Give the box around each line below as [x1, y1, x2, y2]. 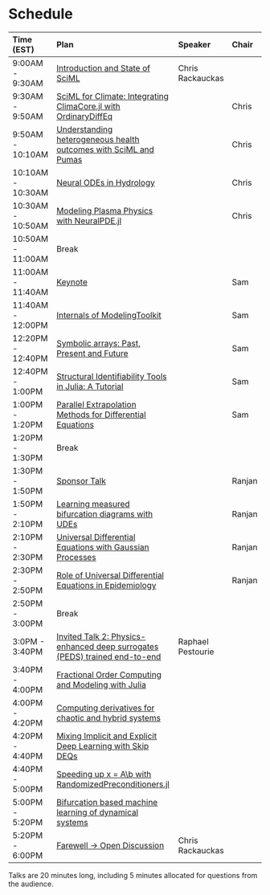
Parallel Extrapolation [55, 398, 137, 410]
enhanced [55, 640, 95, 652]
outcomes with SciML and [55, 144, 154, 155]
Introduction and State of [55, 62, 151, 73]
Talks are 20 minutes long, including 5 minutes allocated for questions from [8, 870, 258, 880]
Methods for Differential [55, 409, 146, 420]
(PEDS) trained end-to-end [55, 651, 162, 662]
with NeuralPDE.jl [55, 215, 122, 226]
